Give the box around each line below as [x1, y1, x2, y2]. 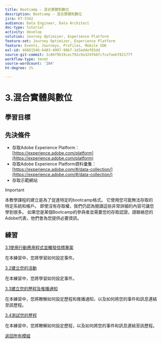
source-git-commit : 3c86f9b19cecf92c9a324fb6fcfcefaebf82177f [5, 52, 133, 57]
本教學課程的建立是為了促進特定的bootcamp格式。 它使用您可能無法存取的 [5, 197, 153, 203]
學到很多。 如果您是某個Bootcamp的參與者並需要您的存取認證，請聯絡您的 [5, 209, 153, 215]
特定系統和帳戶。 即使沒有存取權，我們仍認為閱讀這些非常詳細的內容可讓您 [5, 203, 154, 209]
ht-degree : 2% [5, 66, 34, 71]
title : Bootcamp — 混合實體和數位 [5, 7, 69, 12]
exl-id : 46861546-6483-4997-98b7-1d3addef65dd [5, 47, 100, 52]
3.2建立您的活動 [5, 265, 37, 271]
